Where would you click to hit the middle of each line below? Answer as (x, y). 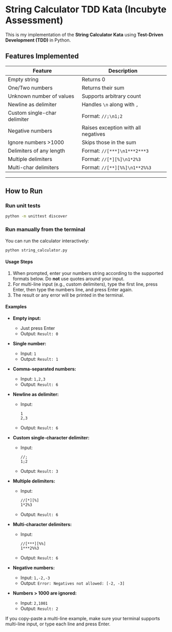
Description (123, 70)
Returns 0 (93, 79)
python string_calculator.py (36, 250)
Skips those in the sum (109, 142)
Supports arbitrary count (111, 96)
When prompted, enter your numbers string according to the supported (88, 273)
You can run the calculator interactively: (47, 240)
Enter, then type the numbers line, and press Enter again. (73, 289)
